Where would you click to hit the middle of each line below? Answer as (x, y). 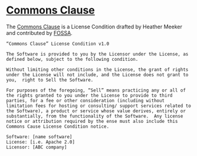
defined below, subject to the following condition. (72, 59)
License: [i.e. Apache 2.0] (41, 142)
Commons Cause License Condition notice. (58, 126)
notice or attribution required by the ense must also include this (92, 121)
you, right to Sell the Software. (50, 80)
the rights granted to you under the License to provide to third (89, 95)
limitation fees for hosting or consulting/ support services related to (99, 106)
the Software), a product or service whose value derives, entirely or (96, 111)
